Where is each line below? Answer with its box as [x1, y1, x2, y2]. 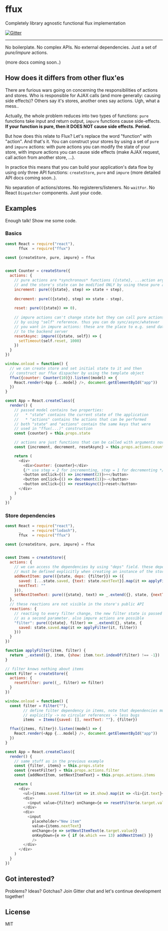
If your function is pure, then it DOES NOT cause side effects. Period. [5, 123, 151, 129]
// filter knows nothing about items [5, 666, 84, 672]
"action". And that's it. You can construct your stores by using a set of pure [5, 138, 159, 144]
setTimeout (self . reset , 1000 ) [18, 338, 81, 344]
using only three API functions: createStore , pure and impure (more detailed [5, 169, 161, 175]
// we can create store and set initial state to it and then [9, 366, 142, 371]
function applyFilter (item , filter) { [5, 648, 86, 653]
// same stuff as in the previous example [14, 759, 104, 764]
